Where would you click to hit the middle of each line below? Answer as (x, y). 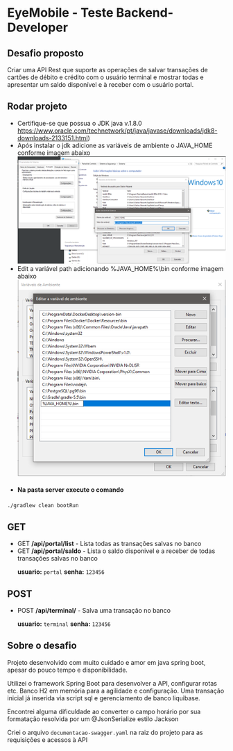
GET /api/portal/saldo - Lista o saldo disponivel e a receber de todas (116, 551)
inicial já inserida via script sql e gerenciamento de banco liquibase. (104, 698)
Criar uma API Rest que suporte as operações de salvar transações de (107, 70)
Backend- (145, 13)
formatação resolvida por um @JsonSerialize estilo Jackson (93, 719)
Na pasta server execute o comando (70, 489)
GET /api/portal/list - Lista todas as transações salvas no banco (109, 544)
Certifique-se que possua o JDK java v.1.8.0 (79, 123)
